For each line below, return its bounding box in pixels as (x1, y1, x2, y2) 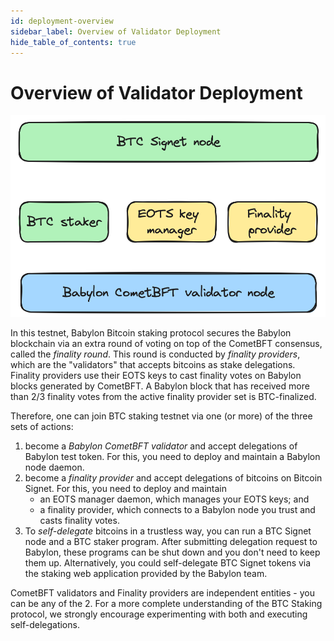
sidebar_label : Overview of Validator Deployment (10, 26, 222, 37)
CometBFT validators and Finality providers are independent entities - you (10, 586, 315, 599)
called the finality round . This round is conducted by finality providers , (10, 348, 301, 360)
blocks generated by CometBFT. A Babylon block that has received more (10, 380, 310, 392)
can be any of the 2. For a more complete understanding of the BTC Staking (10, 597, 323, 609)
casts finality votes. (39, 514, 120, 526)
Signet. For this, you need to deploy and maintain (24, 482, 227, 494)
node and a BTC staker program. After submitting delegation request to (24, 535, 318, 547)
